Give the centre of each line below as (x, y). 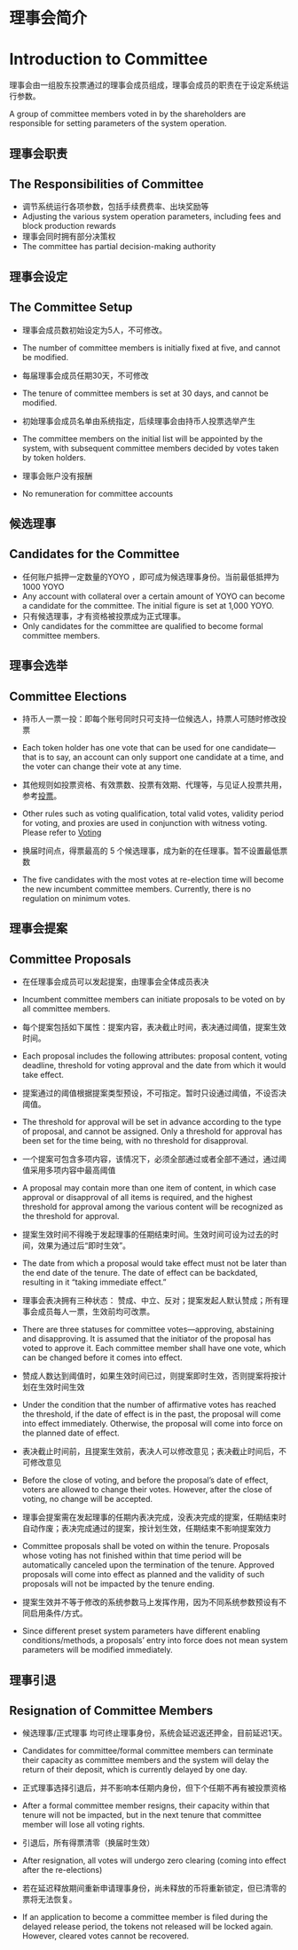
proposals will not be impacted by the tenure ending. (118, 1584)
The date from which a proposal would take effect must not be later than (154, 1263)
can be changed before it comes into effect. (102, 1357)
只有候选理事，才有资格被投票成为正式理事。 (104, 616)
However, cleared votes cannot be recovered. (105, 1936)
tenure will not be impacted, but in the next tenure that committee (141, 1815)
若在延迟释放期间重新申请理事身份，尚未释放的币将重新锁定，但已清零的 (154, 1888)
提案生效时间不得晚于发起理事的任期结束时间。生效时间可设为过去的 (146, 1235)
